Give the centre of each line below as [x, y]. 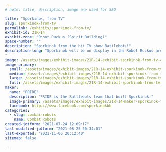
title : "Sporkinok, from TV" [35, 19]
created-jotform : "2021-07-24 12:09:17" [47, 124]
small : [16, 69]
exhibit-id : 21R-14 [25, 33]
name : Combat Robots [35, 119]
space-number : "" [23, 42]
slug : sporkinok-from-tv [31, 23]
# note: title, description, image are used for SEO [61, 10]
